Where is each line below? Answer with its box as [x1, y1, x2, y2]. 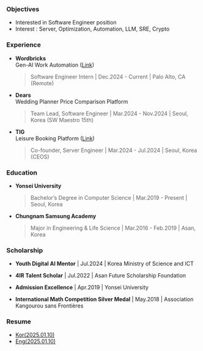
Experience [6, 40, 41, 49]
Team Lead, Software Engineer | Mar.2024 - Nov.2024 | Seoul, [30, 110, 188, 117]
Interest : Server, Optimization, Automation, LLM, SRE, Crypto [15, 25, 170, 32]
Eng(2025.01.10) [15, 338, 56, 345]
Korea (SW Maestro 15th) [30, 116, 94, 124]
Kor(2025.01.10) [15, 331, 55, 339]
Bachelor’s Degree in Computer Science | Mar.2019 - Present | [30, 194, 188, 201]
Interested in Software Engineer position [15, 19, 117, 26]
